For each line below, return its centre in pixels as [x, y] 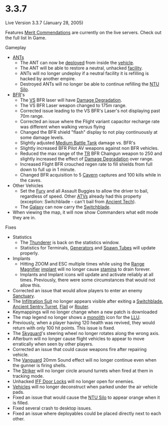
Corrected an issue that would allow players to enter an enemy [77, 290]
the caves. [31, 180]
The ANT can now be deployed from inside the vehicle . [77, 62]
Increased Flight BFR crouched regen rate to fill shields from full [86, 164]
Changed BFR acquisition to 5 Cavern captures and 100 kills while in [91, 175]
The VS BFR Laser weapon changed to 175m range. [73, 105]
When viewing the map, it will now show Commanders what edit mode [85, 212]
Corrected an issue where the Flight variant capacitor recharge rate [90, 121]
